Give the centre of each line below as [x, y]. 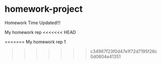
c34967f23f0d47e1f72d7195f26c [124, 51]
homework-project [44, 9]
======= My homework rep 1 [35, 42]
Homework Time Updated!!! [33, 23]
